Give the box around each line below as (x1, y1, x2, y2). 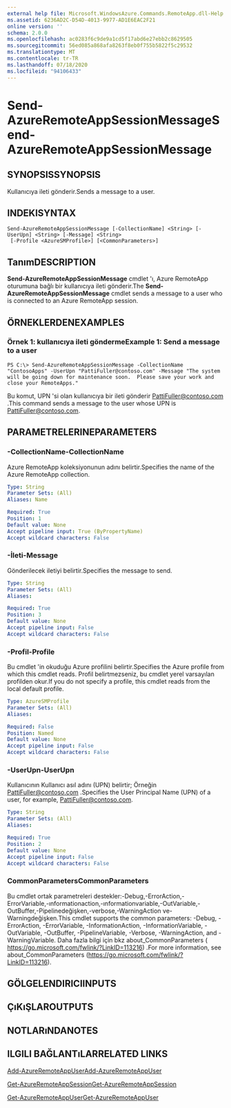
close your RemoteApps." (7, 379, 79, 386)
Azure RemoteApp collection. (7, 470, 90, 478)
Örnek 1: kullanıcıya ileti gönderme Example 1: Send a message (7, 337, 221, 347)
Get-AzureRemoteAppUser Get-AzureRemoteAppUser (7, 1093, 159, 1101)
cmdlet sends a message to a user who (111, 289, 223, 297)
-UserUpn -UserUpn (7, 765, 74, 775)
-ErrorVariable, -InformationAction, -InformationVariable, (42, 921, 203, 929)
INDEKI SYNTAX (7, 207, 77, 219)
